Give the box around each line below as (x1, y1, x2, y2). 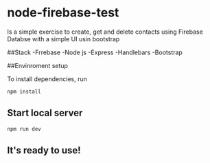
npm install (7, 88, 41, 95)
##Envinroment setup (7, 61, 69, 69)
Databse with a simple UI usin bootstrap (7, 34, 120, 43)
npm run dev (7, 125, 41, 132)
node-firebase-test (7, 5, 119, 21)
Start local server (7, 107, 83, 119)
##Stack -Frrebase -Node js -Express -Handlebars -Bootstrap (7, 48, 183, 56)
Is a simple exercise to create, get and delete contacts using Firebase (7, 28, 204, 36)
